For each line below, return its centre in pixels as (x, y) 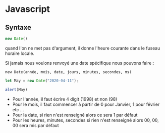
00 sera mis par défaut (36, 125)
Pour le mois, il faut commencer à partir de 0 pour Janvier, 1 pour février (86, 104)
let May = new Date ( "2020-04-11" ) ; (42, 81)
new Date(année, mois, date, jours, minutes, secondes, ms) (69, 72)
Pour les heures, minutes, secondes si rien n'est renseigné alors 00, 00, (85, 120)
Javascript (28, 9)
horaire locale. (20, 53)
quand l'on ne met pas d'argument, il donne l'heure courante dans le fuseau (82, 48)
